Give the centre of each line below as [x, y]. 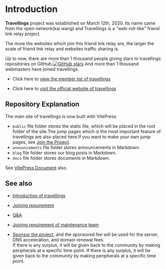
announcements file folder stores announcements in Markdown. [76, 147]
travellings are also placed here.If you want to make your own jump [81, 137]
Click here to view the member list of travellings [61, 79]
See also [19, 184]
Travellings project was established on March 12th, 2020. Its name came [80, 23]
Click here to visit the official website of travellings [64, 88]
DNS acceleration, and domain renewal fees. [58, 239]
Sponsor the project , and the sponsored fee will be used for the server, [85, 234]
